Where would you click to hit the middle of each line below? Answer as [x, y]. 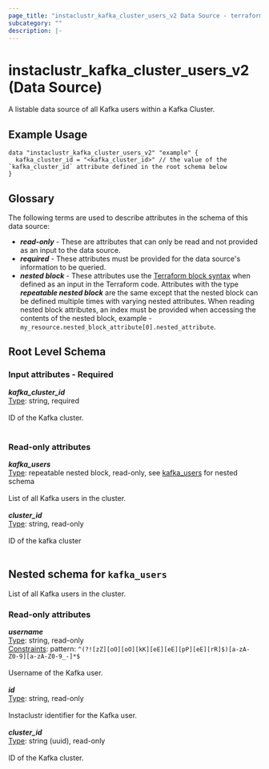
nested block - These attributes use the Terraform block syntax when [135, 275]
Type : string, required [44, 400]
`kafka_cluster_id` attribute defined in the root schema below [118, 167]
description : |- [35, 30]
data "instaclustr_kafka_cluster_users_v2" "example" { [103, 153]
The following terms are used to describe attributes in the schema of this [128, 218]
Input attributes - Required [61, 374]
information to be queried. [63, 267]
